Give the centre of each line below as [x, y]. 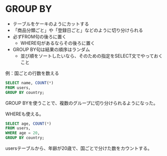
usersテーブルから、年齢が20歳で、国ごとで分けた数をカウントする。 [79, 148]
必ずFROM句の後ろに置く [39, 36]
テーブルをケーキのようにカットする [51, 24]
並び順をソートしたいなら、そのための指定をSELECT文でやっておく [91, 56]
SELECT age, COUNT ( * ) [28, 124]
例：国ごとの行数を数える [32, 73]
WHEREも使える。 [25, 114]
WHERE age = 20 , [23, 133]
